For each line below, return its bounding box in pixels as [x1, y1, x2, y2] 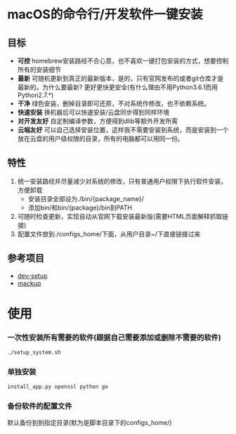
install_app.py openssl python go [7, 383, 109, 390]
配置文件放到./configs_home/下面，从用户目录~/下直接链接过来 [17, 229, 201, 238]
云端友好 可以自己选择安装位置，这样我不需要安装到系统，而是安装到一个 [17, 126, 229, 134]
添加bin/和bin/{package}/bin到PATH [27, 203, 132, 212]
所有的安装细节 [17, 65, 61, 74]
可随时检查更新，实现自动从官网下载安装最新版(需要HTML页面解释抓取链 [17, 212, 228, 220]
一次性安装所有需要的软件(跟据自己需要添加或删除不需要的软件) [7, 332, 221, 342]
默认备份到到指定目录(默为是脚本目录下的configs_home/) [7, 419, 172, 427]
